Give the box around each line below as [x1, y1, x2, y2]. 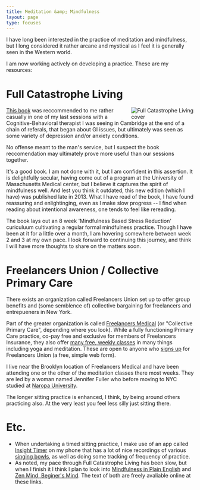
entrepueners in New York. [6, 309, 72, 316]
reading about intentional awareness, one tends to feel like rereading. [6, 206, 176, 213]
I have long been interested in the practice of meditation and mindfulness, [6, 36, 187, 43]
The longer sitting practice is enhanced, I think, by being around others [6, 394, 180, 401]
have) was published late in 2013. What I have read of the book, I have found [6, 193, 194, 200]
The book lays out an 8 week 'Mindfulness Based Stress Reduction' [6, 218, 171, 225]
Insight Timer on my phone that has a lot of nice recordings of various [14, 447, 186, 454]
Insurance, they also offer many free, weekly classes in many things [6, 339, 173, 346]
